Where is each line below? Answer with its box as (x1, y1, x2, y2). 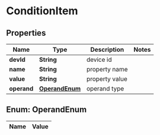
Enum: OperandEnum (6, 105, 87, 115)
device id (86, 55, 113, 64)
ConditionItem (6, 4, 78, 18)
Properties (6, 28, 46, 38)
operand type (86, 84, 124, 93)
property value (86, 75, 127, 83)
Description (90, 46, 124, 54)
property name (86, 65, 129, 73)
